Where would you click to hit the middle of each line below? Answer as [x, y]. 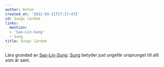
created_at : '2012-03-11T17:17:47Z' [42, 14]
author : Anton [20, 9]
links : [12, 23]
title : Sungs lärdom [26, 41]
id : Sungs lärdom [23, 18]
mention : [18, 28]
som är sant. [18, 60]
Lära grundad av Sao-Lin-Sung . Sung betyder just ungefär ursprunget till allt [82, 55]
